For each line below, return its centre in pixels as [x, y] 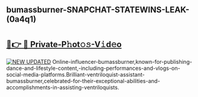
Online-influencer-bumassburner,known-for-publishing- [122, 62]
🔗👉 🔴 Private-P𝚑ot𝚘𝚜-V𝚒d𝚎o [64, 44]
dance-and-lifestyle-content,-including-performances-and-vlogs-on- [93, 68]
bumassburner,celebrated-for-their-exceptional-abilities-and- [83, 81]
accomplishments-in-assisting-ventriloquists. [63, 87]
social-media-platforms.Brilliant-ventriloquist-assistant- [76, 74]
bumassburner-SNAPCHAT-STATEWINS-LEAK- [98, 10]
